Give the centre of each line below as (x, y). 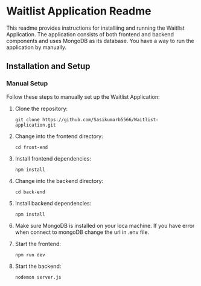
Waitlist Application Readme (79, 11)
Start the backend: (38, 266)
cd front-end (31, 147)
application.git (35, 125)
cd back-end (30, 192)
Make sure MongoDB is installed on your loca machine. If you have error (105, 225)
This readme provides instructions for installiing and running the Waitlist (96, 28)
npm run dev (30, 255)
